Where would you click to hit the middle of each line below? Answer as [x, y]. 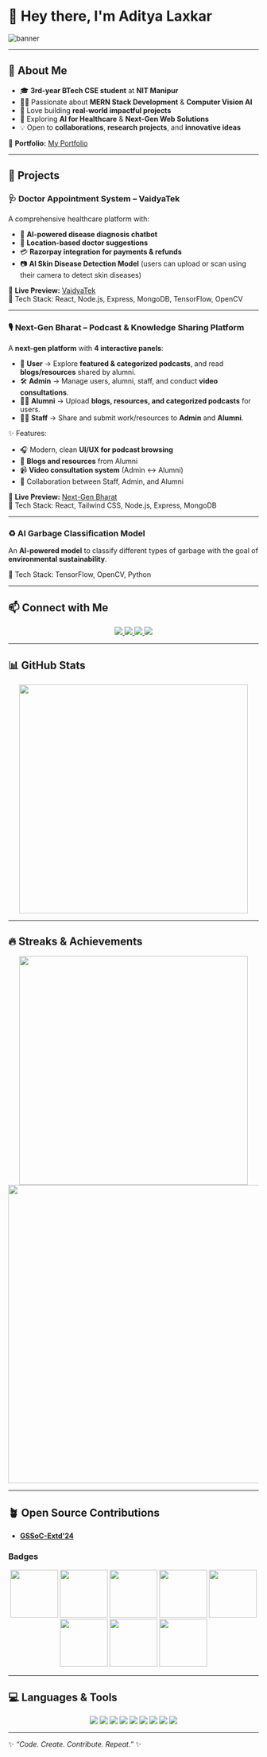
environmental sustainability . [58, 559]
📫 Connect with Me [58, 608]
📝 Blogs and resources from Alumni [79, 461]
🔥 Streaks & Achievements [75, 942]
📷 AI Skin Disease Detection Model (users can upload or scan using [133, 264]
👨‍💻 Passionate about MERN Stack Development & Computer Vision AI [136, 102]
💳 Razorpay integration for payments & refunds [101, 252]
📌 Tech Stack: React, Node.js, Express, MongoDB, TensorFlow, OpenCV [126, 299]
